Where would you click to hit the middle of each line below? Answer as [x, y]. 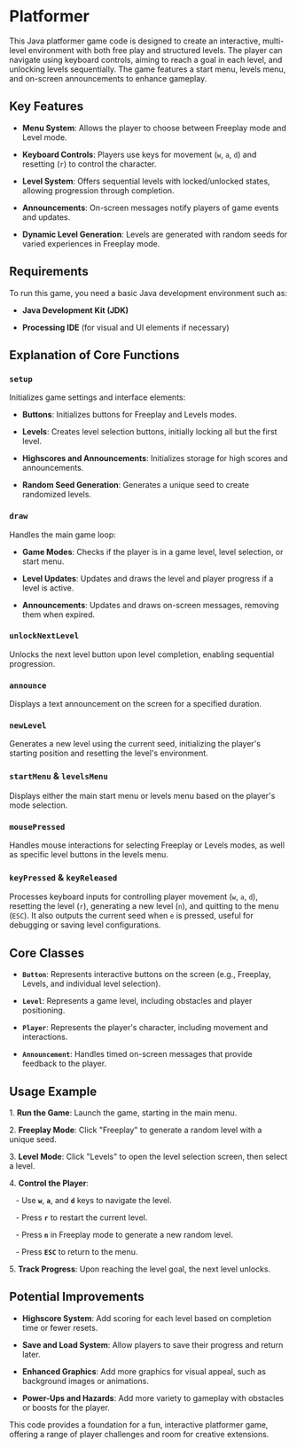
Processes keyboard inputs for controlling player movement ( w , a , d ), [134, 896]
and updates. [46, 217]
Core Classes [47, 953]
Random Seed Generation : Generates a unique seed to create [136, 485]
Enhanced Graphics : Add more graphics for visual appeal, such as [144, 1371]
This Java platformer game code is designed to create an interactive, [135, 41]
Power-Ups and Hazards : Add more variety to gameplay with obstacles [153, 1397]
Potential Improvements [77, 1297]
